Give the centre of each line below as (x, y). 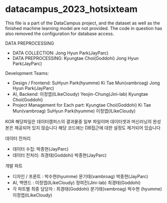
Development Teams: (27, 73)
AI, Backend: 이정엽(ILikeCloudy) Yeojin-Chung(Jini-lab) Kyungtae (80, 94)
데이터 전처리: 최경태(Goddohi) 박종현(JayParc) (59, 155)
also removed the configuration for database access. (59, 33)
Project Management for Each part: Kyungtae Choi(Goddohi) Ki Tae (82, 105)
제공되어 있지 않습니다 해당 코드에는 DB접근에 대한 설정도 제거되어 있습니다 (87, 128)
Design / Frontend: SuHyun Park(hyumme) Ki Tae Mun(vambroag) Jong (86, 83)
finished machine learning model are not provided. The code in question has (84, 28)
